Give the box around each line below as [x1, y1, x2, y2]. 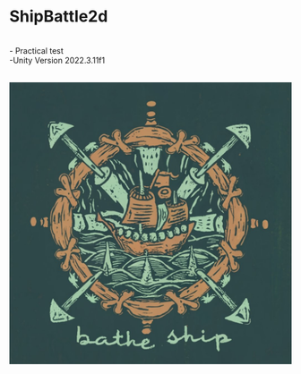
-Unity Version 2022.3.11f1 [9, 55, 106, 65]
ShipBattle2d [9, 6, 108, 27]
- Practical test [9, 45, 64, 55]
